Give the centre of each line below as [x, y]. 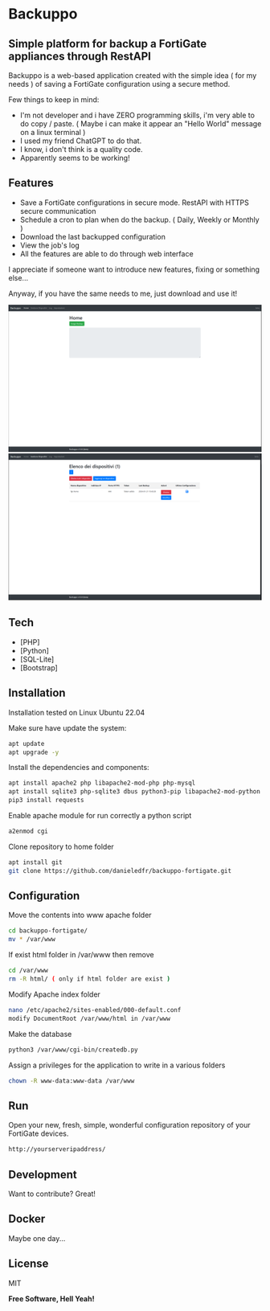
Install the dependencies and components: [79, 768]
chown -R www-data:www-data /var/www [72, 1081]
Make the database [40, 1034]
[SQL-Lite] [37, 659]
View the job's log [50, 245]
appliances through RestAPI [80, 56]
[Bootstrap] [39, 667]
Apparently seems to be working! [75, 158]
